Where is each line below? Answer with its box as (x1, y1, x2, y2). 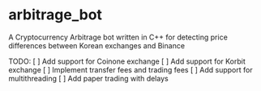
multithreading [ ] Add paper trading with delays (8, 73, 169, 83)
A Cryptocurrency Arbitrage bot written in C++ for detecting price (8, 32, 229, 42)
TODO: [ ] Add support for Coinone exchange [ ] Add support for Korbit (8, 56, 246, 66)
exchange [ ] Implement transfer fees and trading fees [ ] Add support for (8, 64, 253, 74)
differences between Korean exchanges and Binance (8, 40, 185, 50)
